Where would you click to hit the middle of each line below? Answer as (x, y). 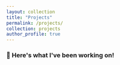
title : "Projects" (29, 17)
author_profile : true (33, 34)
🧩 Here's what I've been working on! (60, 55)
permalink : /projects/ (35, 23)
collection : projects (33, 29)
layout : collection (31, 12)
